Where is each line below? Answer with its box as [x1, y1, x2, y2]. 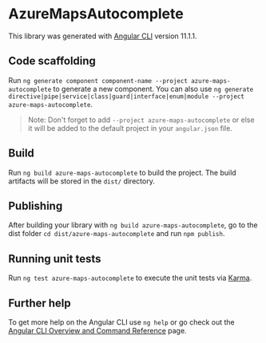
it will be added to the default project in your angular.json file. [27, 123, 233, 132]
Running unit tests [8, 252, 101, 266]
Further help [8, 296, 72, 309]
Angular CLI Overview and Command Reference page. [8, 326, 187, 335]
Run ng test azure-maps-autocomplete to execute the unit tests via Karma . [8, 273, 252, 283]
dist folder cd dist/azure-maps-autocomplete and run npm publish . [8, 229, 225, 239]
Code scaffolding [8, 54, 96, 68]
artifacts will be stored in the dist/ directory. [8, 176, 156, 186]
